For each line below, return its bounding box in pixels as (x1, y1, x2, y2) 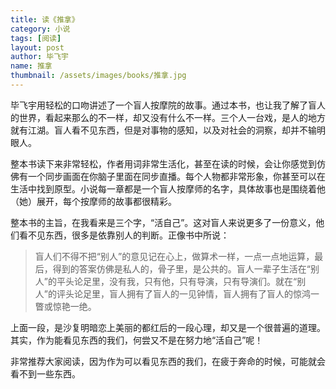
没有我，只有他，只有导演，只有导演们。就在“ (108, 275, 298, 287)
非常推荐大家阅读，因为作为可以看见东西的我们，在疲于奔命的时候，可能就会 (10, 355, 326, 367)
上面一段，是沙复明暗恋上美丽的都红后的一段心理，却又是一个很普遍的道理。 (10, 321, 326, 333)
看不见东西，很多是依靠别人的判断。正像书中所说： (18, 229, 230, 241)
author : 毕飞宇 (10, 52, 69, 62)
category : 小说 (10, 24, 71, 34)
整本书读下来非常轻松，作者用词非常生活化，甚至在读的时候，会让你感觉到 (10, 157, 317, 170)
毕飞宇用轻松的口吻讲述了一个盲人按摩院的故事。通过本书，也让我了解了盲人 (10, 99, 326, 111)
